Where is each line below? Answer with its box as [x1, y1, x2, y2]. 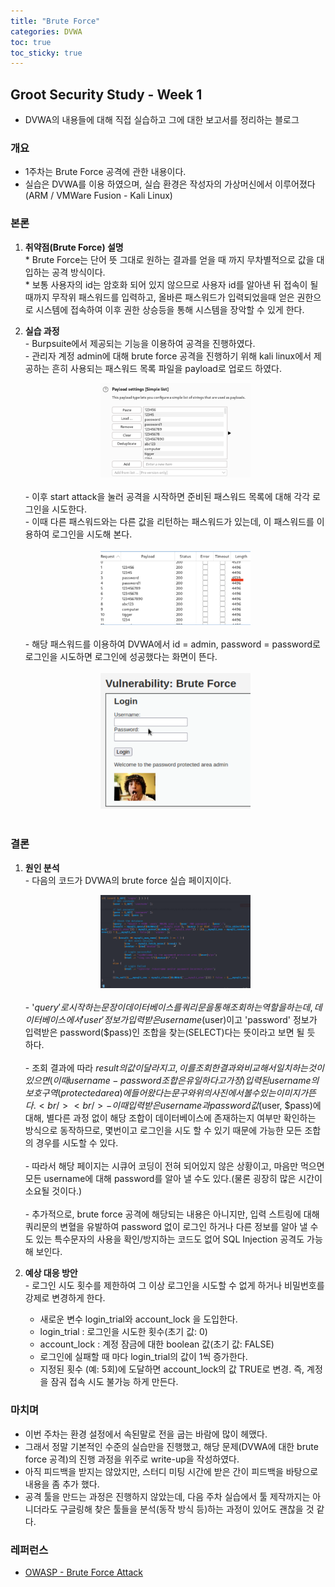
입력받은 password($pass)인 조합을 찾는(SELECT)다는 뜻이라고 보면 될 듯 [24, 1026, 316, 1039]
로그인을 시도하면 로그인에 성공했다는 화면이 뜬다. [24, 651, 218, 663]
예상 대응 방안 [24, 1267, 78, 1279]
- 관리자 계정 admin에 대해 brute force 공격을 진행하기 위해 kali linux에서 [24, 350, 312, 362]
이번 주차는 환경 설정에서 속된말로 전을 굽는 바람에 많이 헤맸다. [24, 1428, 268, 1440]
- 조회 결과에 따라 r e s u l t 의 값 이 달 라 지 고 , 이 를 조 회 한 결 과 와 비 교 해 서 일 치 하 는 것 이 [24, 1062, 325, 1074]
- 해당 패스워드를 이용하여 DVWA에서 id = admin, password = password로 [24, 638, 321, 650]
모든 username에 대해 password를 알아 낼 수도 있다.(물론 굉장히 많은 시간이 [24, 1173, 323, 1185]
